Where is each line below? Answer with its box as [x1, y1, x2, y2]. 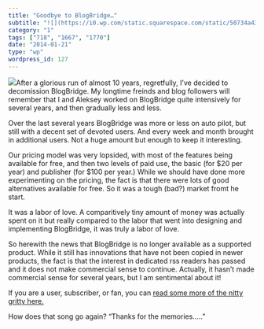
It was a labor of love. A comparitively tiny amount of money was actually [8, 207, 245, 216]
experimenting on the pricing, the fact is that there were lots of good [8, 175, 229, 185]
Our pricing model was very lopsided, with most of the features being [8, 150, 233, 160]
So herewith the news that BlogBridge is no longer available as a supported [8, 239, 251, 249]
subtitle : [8, 19, 41, 27]
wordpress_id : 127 [8, 56, 68, 64]
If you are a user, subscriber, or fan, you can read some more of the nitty [8, 288, 244, 298]
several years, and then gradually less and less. [8, 103, 163, 113]
